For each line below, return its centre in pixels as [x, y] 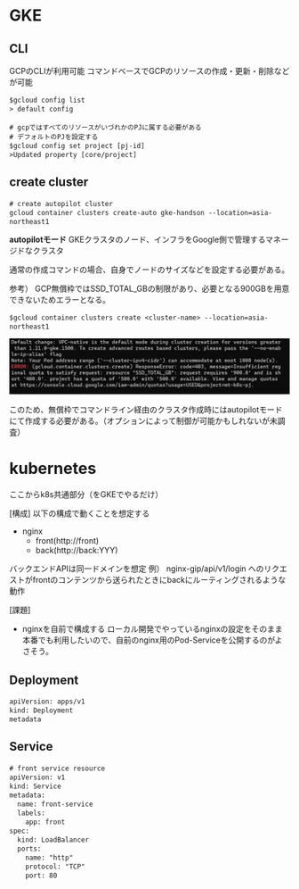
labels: [32, 813]
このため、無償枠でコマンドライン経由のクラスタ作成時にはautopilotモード [146, 410]
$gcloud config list [48, 100]
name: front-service [55, 804]
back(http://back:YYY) [77, 551]
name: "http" [49, 858]
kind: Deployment [41, 710]
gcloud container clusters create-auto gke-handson [107, 212]
